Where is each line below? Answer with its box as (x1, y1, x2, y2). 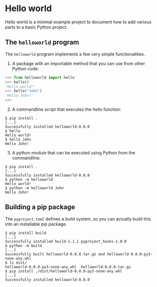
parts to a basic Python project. (5, 24, 68, 30)
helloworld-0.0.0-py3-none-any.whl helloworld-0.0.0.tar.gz (5, 264, 131, 270)
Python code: (12, 66, 39, 71)
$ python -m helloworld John (5, 186, 64, 190)
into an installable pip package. (5, 221, 67, 227)
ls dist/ (9, 260, 27, 265)
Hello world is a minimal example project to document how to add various (5, 19, 152, 25)
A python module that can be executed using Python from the (12, 150, 136, 155)
